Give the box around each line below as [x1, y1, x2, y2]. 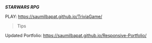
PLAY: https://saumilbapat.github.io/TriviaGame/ [5, 14, 102, 19]
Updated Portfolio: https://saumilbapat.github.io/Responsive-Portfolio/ [5, 33, 147, 38]
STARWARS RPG [5, 4, 40, 10]
